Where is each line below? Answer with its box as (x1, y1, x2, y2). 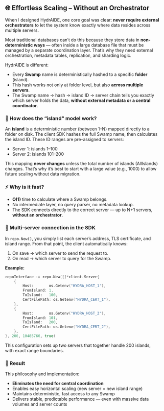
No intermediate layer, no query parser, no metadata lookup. (12, 202, 134, 208)
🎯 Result (5, 360, 25, 366)
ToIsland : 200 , (23, 320, 58, 325)
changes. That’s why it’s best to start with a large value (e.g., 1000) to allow (5, 166, 157, 172)
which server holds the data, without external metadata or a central (12, 97, 151, 103)
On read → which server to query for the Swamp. (12, 255, 112, 261)
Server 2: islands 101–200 (12, 151, 64, 157)
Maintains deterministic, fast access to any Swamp (12, 391, 115, 397)
